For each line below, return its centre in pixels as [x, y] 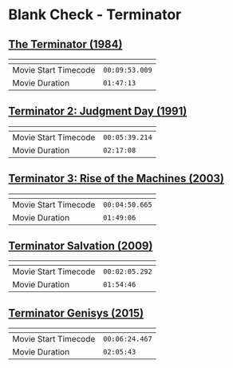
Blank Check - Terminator [95, 15]
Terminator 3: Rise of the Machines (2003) [116, 178]
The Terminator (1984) [65, 44]
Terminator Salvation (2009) [81, 246]
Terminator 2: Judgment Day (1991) [98, 111]
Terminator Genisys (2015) [76, 313]
